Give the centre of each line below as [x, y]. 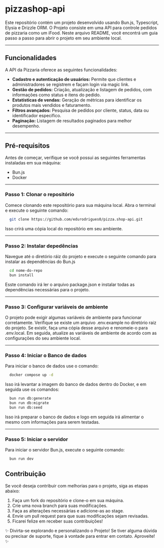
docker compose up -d [31, 375]
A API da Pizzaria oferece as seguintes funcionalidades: [61, 70]
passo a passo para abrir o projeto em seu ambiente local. [63, 38]
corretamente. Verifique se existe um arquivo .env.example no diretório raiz [81, 323]
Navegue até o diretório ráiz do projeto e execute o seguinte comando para [81, 257]
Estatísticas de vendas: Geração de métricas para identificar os [77, 100]
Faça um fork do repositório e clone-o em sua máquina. [68, 500]
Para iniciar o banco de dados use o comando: [52, 366]
